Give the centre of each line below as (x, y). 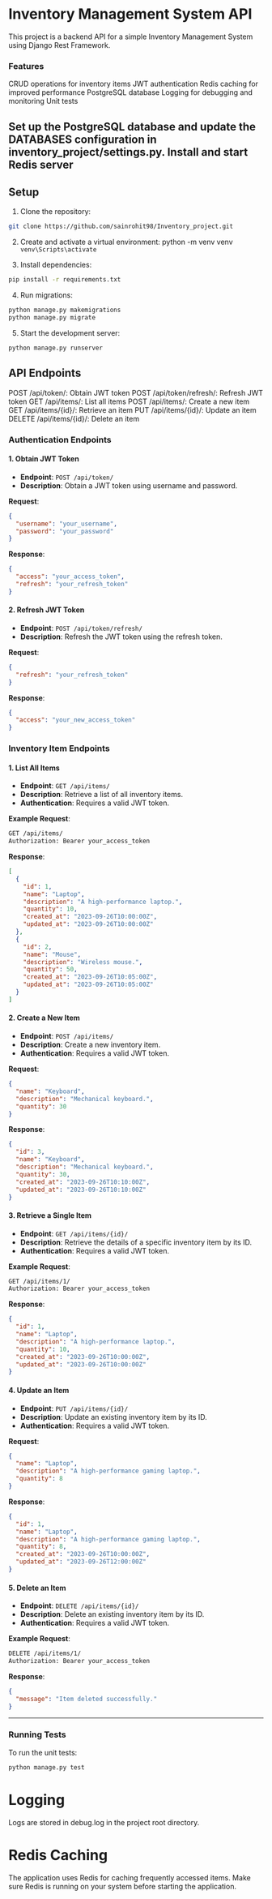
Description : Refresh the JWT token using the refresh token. (121, 637)
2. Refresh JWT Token (47, 610)
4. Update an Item (39, 1390)
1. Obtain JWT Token (44, 459)
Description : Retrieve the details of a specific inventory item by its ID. (136, 1242)
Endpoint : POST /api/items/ (67, 1036)
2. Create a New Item (45, 1018)
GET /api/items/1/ (39, 1281)
